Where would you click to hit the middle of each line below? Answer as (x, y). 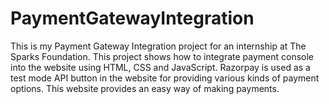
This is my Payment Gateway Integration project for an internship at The (158, 46)
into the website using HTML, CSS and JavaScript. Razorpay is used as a (160, 67)
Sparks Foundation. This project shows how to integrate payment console (162, 56)
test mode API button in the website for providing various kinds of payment (165, 78)
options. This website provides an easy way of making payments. (145, 88)
